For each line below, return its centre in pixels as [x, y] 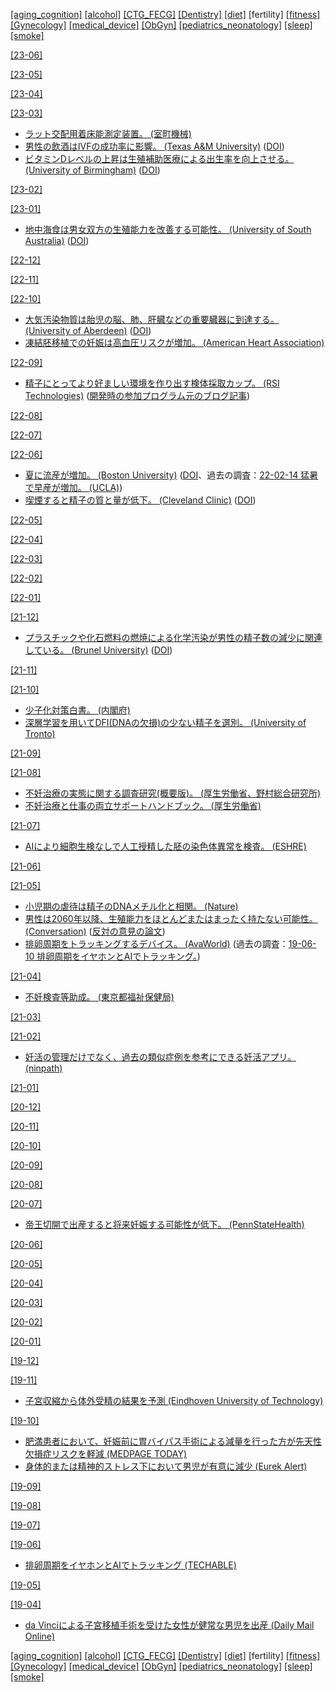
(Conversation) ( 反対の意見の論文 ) [95, 931]
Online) [40, 1636]
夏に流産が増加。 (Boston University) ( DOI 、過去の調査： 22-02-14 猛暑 [171, 475]
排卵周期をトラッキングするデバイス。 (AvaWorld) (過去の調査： [156, 943]
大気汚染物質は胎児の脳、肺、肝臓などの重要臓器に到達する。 [152, 319]
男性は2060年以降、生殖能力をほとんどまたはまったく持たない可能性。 [171, 918]
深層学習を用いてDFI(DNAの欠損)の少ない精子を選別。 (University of [165, 722]
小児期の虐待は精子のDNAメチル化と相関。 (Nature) [131, 906]
